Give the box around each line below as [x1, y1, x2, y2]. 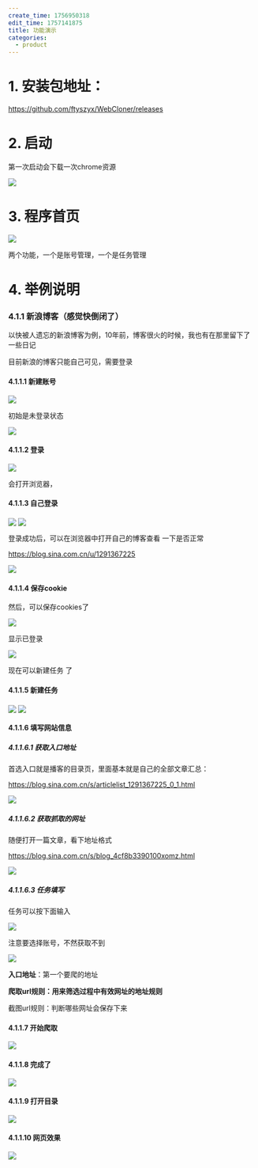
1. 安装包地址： [8, 78, 105, 96]
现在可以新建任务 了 [8, 666, 73, 675]
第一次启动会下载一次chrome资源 [8, 162, 117, 171]
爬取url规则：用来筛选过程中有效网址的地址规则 [8, 987, 163, 996]
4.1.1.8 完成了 [8, 1060, 51, 1069]
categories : [8, 33, 47, 42]
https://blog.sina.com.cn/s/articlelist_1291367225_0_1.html [8, 780, 196, 790]
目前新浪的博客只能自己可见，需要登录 [8, 357, 133, 366]
